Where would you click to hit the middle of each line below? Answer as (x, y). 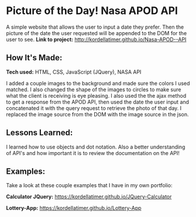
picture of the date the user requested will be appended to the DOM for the (97, 33)
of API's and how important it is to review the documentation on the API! (93, 153)
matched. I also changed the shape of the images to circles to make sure (94, 89)
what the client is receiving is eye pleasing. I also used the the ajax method (96, 95)
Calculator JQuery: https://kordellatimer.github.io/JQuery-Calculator (89, 197)
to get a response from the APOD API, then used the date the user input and (97, 102)
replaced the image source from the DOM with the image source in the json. (97, 114)
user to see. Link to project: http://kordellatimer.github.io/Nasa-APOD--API (96, 39)
